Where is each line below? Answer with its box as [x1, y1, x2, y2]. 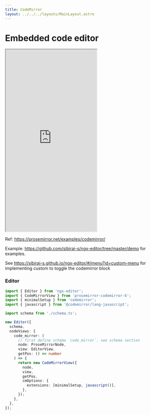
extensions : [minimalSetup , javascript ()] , [26, 383, 117, 388]
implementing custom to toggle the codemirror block [5, 265, 111, 271]
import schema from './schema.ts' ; [5, 311, 77, 316]
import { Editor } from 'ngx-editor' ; [5, 289, 84, 294]
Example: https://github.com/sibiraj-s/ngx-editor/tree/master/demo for [5, 246, 146, 252]
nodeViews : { [9, 329, 36, 333]
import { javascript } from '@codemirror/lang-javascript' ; [5, 302, 130, 307]
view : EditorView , [17, 347, 55, 352]
